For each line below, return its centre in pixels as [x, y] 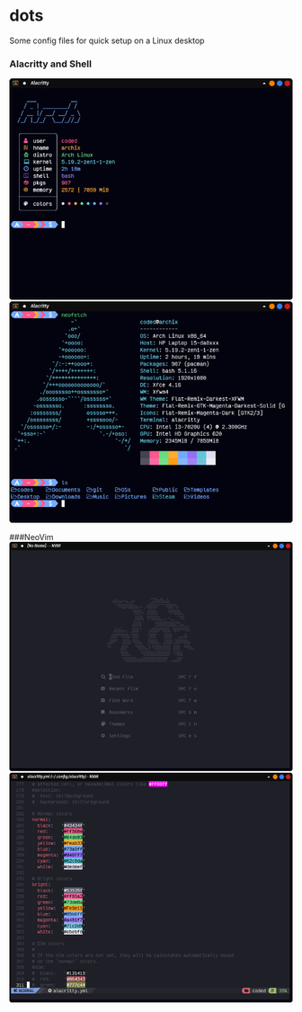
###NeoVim [31, 537]
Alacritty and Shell [51, 64]
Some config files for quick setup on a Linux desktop [107, 40]
